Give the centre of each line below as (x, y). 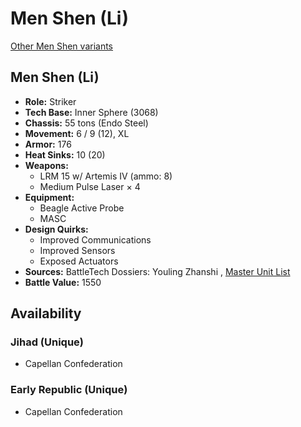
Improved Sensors (77, 250)
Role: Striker (50, 101)
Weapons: (46, 165)
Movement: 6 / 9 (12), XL (77, 133)
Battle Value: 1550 (63, 282)
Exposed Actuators (79, 261)
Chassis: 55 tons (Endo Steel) (86, 123)
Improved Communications (95, 239)
